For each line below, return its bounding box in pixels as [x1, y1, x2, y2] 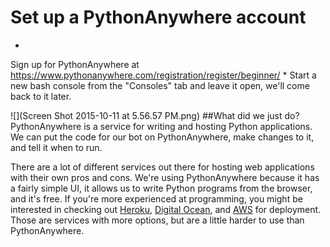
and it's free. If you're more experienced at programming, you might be [10, 192, 303, 205]
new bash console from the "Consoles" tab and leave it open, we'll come [10, 79, 310, 91]
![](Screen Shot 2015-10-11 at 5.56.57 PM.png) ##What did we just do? [10, 109, 300, 121]
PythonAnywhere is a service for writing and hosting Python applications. [10, 120, 313, 132]
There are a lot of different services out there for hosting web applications [10, 161, 315, 173]
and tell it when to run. [10, 141, 103, 153]
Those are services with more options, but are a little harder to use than [10, 214, 305, 226]
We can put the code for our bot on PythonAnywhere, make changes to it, [10, 131, 315, 143]
